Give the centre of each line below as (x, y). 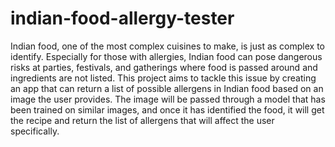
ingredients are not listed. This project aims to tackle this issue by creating (163, 78)
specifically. (35, 131)
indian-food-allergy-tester (122, 18)
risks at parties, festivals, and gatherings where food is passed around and (164, 67)
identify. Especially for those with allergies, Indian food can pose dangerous (166, 56)
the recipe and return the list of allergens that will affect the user (142, 120)
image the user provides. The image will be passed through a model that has (168, 99)
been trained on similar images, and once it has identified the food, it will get (167, 109)
